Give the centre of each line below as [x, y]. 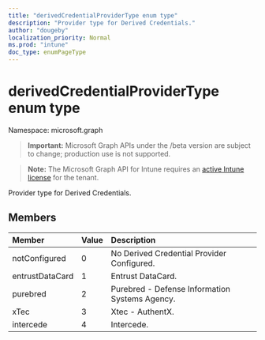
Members [32, 218]
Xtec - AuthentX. [143, 312]
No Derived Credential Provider [169, 253]
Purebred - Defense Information [171, 289]
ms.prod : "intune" [38, 45]
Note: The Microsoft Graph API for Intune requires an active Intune [136, 169]
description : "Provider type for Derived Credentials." [102, 23]
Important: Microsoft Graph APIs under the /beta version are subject [139, 145]
